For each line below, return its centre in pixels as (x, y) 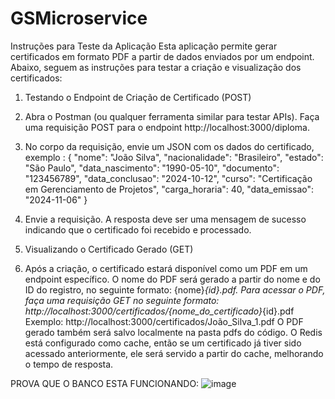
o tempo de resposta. (69, 364)
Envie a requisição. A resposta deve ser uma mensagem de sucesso (165, 219)
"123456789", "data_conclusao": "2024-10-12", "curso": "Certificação (168, 178)
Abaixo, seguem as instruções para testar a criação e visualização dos (156, 67)
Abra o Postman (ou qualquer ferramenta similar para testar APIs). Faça (172, 116)
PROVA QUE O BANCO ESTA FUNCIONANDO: (105, 383)
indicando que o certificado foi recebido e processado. (138, 229)
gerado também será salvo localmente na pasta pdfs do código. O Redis (173, 332)
